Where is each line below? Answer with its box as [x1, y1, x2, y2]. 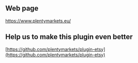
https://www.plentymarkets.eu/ [5, 17, 71, 24]
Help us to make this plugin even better [5, 33, 133, 41]
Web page [5, 4, 38, 13]
